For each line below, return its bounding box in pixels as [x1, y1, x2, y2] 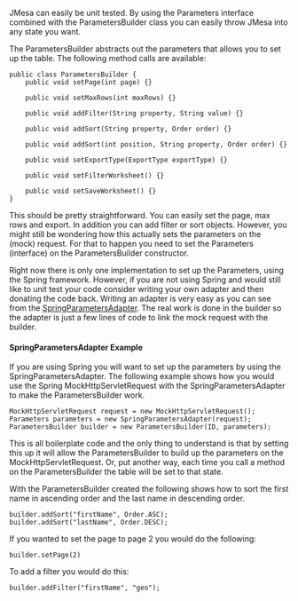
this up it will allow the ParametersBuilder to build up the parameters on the [9, 447, 284, 458]
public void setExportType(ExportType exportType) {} [25, 155, 228, 164]
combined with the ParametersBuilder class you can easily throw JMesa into [9, 17, 288, 28]
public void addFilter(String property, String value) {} [25, 109, 244, 118]
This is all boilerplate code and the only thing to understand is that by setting [9, 439, 289, 449]
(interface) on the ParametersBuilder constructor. [9, 248, 189, 258]
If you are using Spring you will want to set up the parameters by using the [9, 361, 281, 372]
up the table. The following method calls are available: [9, 53, 207, 63]
